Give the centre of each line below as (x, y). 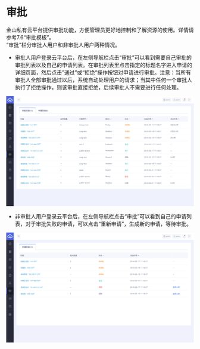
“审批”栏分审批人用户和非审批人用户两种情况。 (63, 45)
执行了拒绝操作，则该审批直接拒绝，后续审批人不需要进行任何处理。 (98, 87)
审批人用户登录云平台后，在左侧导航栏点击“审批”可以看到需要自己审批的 (103, 57)
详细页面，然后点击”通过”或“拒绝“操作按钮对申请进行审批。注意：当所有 (103, 72)
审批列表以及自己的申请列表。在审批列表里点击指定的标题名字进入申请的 (103, 65)
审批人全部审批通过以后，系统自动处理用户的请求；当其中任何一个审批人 (103, 80)
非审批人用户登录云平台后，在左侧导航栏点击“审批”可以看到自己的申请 (101, 216)
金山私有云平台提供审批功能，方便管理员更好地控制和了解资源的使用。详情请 (100, 30)
